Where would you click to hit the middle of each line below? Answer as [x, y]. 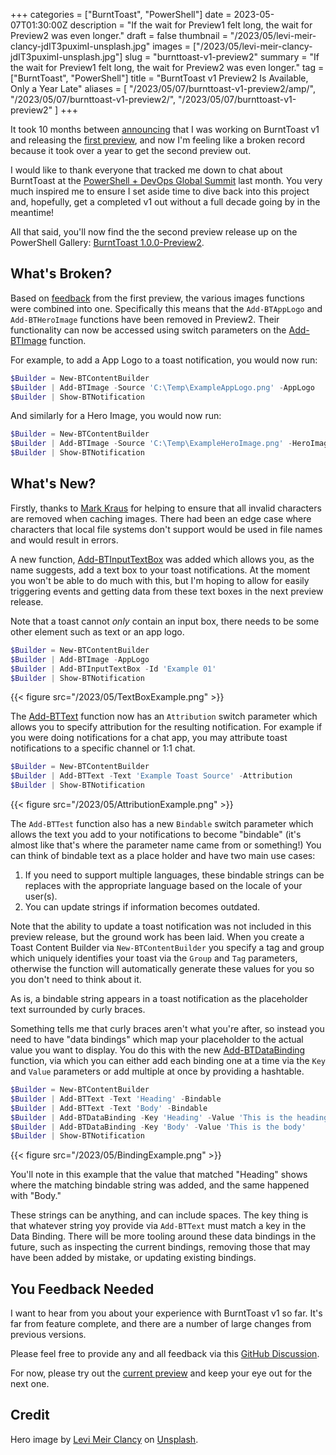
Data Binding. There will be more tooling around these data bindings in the [163, 1236]
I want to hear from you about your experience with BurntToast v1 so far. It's [166, 1313]
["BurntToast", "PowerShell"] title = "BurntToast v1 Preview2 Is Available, [159, 78]
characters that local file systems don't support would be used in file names [166, 529]
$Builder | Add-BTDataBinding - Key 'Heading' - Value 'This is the [151, 1117]
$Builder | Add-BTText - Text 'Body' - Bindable [109, 1108]
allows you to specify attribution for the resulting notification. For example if [166, 727]
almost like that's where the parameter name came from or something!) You [166, 845]
